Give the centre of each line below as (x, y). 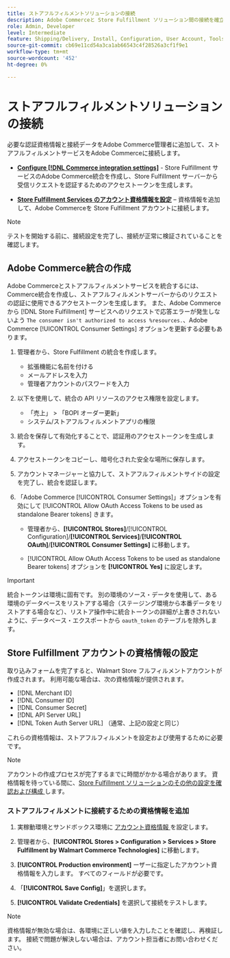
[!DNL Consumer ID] (46, 700)
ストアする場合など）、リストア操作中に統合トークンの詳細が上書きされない (114, 612)
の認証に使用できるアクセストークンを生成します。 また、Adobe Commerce (114, 303)
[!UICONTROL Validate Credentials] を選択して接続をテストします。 (114, 903)
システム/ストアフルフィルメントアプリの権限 (91, 422)
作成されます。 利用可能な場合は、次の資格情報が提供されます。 (98, 679)
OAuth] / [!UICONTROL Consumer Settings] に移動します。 (110, 545)
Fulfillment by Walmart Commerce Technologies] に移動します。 (110, 850)
